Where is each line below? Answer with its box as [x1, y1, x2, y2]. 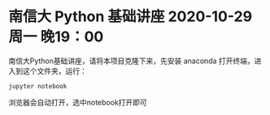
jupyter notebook [8, 82, 67, 90]
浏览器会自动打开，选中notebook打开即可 [8, 97, 148, 107]
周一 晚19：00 [8, 28, 104, 46]
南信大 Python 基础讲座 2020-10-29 [8, 7, 253, 26]
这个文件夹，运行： [22, 66, 87, 75]
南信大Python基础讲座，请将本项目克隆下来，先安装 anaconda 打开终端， [8, 56, 255, 66]
